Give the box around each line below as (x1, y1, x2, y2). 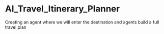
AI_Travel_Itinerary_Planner (5, 3, 120, 14)
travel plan (5, 24, 27, 30)
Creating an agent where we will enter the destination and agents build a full (5, 19, 160, 25)
